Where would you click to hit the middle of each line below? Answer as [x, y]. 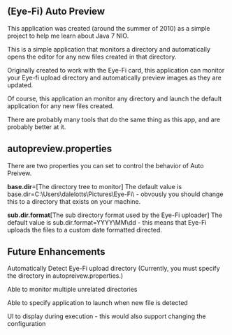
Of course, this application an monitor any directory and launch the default [115, 98]
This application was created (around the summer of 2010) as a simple [109, 28]
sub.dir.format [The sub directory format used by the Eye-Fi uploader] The [115, 215]
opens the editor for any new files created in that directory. [92, 57]
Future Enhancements [57, 252]
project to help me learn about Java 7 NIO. [68, 36]
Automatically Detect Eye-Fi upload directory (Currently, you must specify [114, 269]
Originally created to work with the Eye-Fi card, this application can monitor [116, 70]
